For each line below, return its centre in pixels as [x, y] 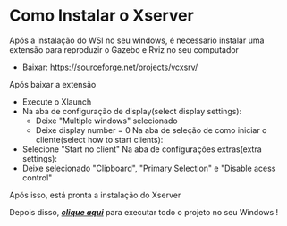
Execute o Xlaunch [57, 101]
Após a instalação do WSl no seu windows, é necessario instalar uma [137, 40]
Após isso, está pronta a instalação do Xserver [95, 195]
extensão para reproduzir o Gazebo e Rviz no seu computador [124, 49]
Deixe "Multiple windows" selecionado [106, 121]
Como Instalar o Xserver [101, 16]
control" [37, 177]
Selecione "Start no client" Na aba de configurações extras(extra [142, 149]
